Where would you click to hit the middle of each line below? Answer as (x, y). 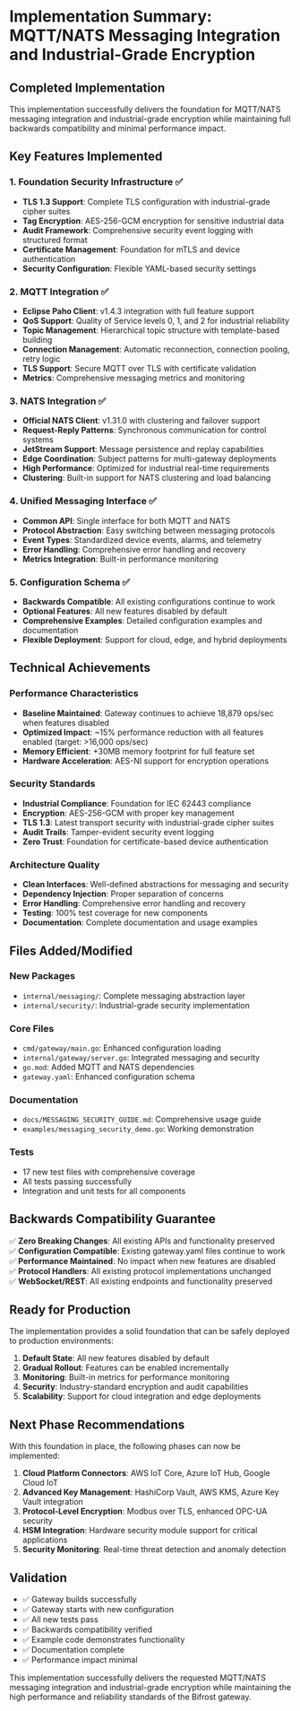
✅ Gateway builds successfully (79, 1599)
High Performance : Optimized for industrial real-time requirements (146, 468)
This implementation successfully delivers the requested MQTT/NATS (138, 1677)
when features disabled (66, 722)
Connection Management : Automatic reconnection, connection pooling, (156, 349)
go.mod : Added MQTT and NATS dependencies (108, 1067)
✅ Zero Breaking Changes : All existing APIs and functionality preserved (142, 1241)
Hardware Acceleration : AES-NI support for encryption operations (146, 761)
